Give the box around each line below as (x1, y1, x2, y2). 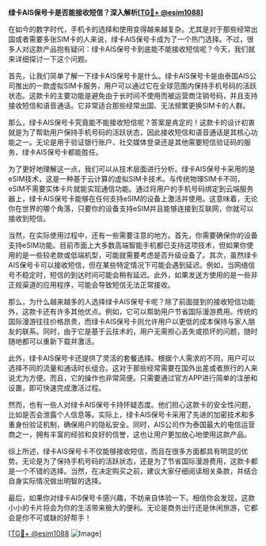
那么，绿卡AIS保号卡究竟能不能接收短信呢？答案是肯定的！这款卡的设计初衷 (8, 118, 256, 127)
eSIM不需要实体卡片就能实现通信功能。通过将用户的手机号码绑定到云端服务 (8, 184, 254, 193)
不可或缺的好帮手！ (28, 513, 92, 522)
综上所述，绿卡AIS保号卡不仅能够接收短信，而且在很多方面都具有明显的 (8, 447, 241, 456)
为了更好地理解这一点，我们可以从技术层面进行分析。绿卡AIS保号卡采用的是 (8, 164, 256, 174)
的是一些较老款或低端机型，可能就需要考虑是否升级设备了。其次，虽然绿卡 (14, 250, 258, 260)
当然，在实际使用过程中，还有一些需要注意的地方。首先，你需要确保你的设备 (8, 231, 258, 240)
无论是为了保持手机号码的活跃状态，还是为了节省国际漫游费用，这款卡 (21, 456, 251, 466)
